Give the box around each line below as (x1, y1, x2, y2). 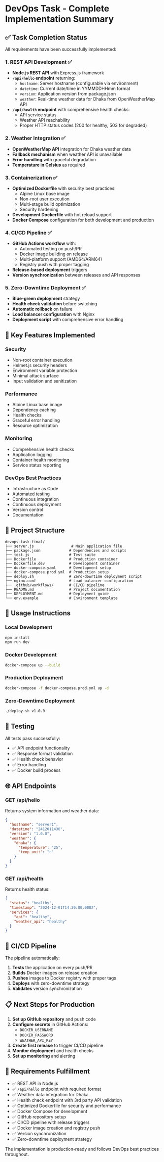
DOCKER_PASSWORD (19, 1032, 53, 1038)
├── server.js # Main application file (5, 544, 122, 549)
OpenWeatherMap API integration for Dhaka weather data (12, 146, 131, 152)
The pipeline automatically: (5, 955, 60, 961)
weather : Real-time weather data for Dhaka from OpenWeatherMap (19, 96, 155, 102)
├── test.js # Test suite (5, 552, 96, 557)
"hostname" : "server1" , (9, 822, 58, 827)
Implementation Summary (5, 13, 114, 25)
